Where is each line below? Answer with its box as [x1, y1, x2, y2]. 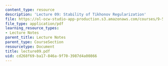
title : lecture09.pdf [5, 49, 50, 54]
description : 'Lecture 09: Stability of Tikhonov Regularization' [5, 12, 146, 17]
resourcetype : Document [5, 44, 55, 49]
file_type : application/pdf [5, 21, 64, 26]
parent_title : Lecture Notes [5, 35, 66, 40]
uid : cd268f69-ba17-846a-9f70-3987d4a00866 [5, 53, 97, 59]
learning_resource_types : [5, 26, 59, 31]
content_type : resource [5, 7, 55, 12]
